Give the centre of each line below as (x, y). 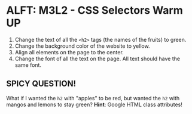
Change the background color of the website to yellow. (83, 46)
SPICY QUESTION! (41, 84)
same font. (28, 65)
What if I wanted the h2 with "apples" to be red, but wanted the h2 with (93, 98)
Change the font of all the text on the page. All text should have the (97, 58)
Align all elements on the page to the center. (69, 52)
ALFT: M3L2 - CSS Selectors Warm (95, 10)
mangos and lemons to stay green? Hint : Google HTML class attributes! (94, 104)
